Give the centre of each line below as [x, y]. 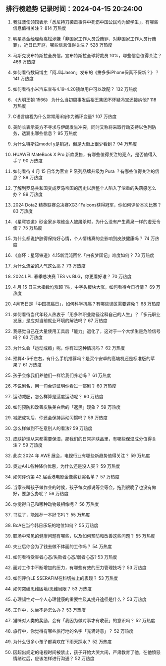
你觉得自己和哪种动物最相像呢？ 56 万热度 [56, 504]
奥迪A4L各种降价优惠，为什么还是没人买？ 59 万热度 [66, 466]
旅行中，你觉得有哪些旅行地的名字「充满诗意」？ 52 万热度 [73, 631]
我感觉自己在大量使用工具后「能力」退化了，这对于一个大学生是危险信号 [86, 331]
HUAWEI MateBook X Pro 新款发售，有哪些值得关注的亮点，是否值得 [83, 154]
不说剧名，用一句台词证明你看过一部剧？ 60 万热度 [65, 386]
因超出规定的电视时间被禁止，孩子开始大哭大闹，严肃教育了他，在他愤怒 [86, 652]
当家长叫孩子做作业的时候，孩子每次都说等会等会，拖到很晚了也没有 [82, 487]
